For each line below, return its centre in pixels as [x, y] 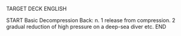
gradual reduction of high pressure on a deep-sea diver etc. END [86, 27]
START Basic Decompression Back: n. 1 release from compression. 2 [91, 20]
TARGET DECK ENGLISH [37, 9]
